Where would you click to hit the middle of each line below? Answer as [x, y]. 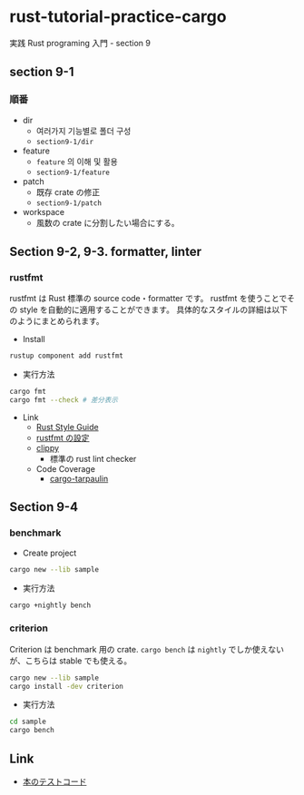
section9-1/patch [69, 203]
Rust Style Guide [67, 427]
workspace [44, 211]
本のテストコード [54, 781]
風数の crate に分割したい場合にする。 [108, 222]
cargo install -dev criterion [67, 686]
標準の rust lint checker [93, 458]
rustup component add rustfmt [67, 356]
